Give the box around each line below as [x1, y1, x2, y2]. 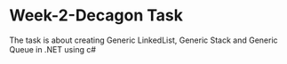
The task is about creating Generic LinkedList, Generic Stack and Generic [9, 35, 278, 45]
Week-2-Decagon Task [9, 5, 184, 26]
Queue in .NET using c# [9, 44, 96, 54]
